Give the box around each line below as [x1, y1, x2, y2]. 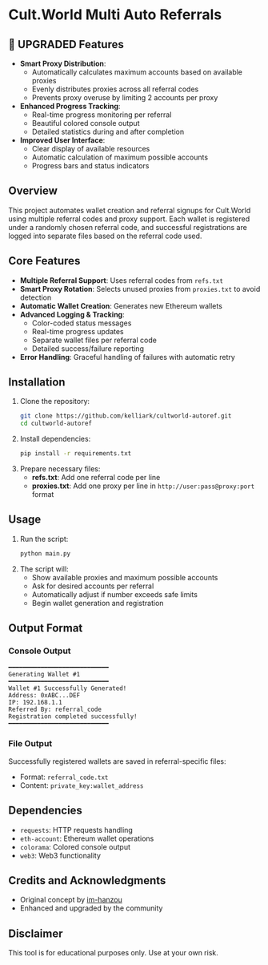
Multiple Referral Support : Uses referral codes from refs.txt [19, 275, 224, 285]
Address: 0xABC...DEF [8, 692, 81, 700]
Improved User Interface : [19, 135, 106, 145]
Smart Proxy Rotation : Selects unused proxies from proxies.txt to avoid [19, 284, 261, 293]
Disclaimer [8, 927, 63, 940]
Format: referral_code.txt [19, 772, 109, 781]
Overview [8, 184, 58, 198]
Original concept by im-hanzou [19, 895, 122, 905]
